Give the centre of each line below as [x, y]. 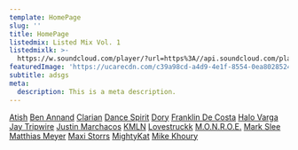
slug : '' [25, 26]
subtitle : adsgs [39, 75]
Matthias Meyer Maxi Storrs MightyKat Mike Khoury [104, 136]
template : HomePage [45, 17]
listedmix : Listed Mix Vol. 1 [65, 42]
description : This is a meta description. [97, 91]
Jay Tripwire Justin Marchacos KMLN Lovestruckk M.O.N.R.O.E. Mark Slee [145, 126]
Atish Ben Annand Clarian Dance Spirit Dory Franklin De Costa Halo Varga [144, 117]
